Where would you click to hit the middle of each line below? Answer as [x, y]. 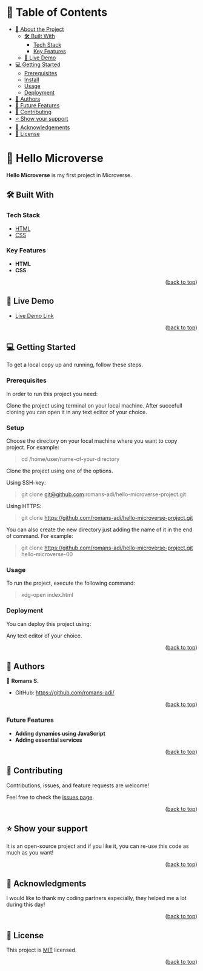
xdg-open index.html [47, 595]
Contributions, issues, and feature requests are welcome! [78, 785]
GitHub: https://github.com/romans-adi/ [65, 693]
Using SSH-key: [26, 483]
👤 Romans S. [23, 681]
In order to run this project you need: [52, 394]
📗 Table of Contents [57, 12]
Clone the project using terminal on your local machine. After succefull [95, 405]
